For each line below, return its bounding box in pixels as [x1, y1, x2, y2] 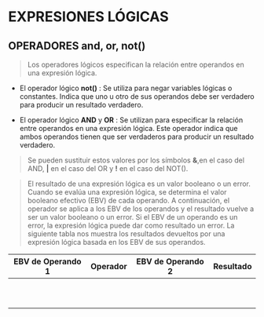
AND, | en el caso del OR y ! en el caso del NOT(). [27, 164, 189, 173]
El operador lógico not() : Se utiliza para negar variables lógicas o [19, 83, 233, 93]
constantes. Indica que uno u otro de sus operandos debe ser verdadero [19, 92, 255, 101]
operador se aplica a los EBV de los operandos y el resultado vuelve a [27, 204, 255, 213]
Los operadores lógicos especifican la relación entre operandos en [27, 60, 245, 69]
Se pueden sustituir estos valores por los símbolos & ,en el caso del [27, 155, 245, 165]
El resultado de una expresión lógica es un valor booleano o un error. [27, 179, 251, 188]
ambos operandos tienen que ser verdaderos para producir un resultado [19, 132, 254, 141]
